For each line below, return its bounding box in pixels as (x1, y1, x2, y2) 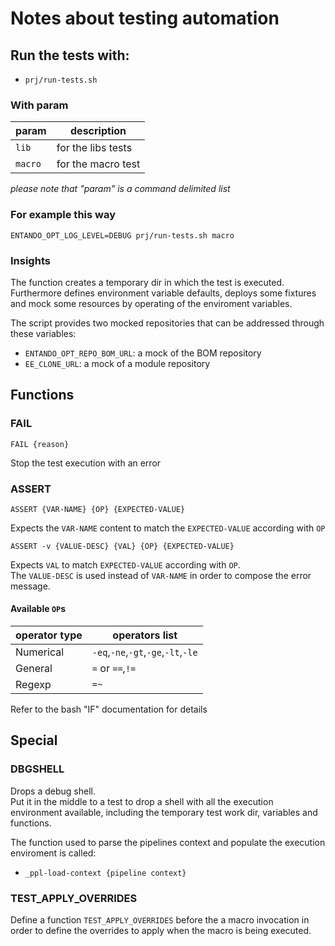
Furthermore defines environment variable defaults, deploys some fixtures (10, 287, 317, 299)
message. (10, 580, 51, 592)
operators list (112, 628, 178, 642)
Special (10, 732, 58, 749)
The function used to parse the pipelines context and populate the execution (10, 836, 326, 848)
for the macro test (56, 157, 141, 171)
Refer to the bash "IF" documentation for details (10, 703, 208, 716)
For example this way (10, 208, 116, 222)
